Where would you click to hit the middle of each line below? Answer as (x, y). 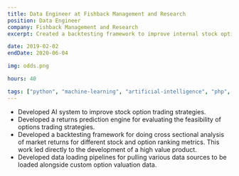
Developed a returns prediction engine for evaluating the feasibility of (119, 119)
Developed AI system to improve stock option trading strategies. (112, 111)
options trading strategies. (56, 127)
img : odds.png (28, 66)
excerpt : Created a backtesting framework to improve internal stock (113, 34)
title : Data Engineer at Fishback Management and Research (97, 14)
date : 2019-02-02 (33, 47)
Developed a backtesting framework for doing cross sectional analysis (121, 134)
